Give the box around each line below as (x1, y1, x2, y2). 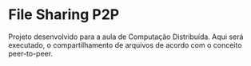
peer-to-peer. (8, 49, 54, 58)
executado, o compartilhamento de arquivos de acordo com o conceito (8, 40, 242, 49)
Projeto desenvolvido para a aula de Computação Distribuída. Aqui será (8, 32, 244, 41)
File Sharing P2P (8, 6, 120, 24)
